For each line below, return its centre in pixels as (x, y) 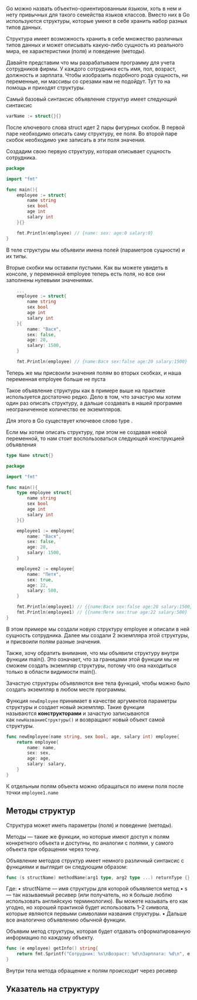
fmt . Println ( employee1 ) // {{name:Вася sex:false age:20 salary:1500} (105, 607)
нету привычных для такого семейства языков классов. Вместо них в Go (98, 15)
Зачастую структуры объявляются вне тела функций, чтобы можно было (98, 683)
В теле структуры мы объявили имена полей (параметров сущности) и (96, 250)
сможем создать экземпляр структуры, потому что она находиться (91, 665)
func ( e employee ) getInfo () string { (52, 948)
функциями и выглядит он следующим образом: (67, 867)
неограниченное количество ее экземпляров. (64, 409)
